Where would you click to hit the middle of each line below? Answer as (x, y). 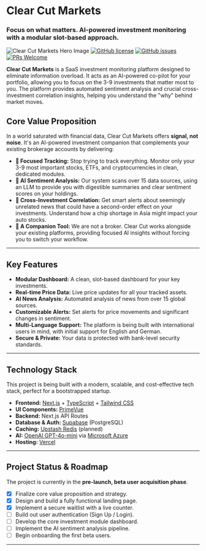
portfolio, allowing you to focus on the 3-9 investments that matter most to (100, 82)
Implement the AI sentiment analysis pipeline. (72, 528)
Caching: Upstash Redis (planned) (59, 429)
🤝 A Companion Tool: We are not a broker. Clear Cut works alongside (103, 226)
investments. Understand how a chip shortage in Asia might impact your (106, 213)
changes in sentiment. (43, 318)
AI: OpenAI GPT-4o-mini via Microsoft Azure (72, 435)
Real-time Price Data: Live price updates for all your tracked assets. (101, 292)
